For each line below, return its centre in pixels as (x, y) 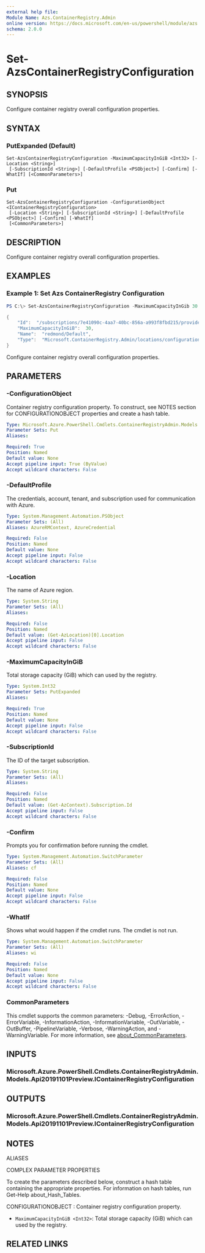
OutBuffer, (19, 1029)
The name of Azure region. (40, 590)
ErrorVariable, (24, 1022)
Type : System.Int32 (31, 687)
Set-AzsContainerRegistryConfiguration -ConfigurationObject (86, 202)
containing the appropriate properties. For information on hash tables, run (99, 1188)
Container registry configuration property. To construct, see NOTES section (101, 407)
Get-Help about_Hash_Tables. (44, 1195)
